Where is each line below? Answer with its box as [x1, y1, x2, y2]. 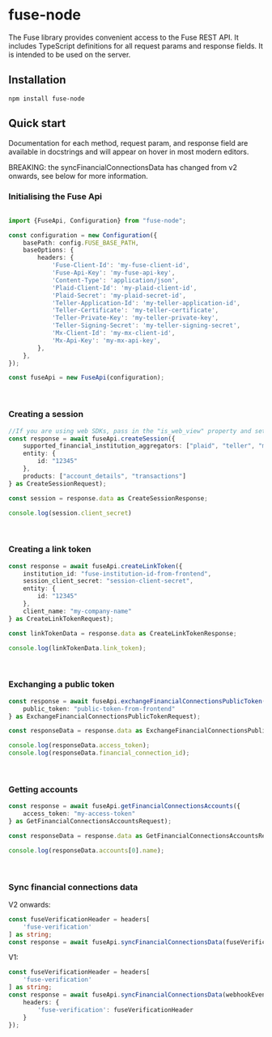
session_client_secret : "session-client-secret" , [23, 577, 194, 585]
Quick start [8, 117, 66, 130]
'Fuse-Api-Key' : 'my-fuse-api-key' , [51, 269, 176, 277]
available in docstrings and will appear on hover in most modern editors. [8, 147, 249, 156]
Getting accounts [8, 784, 79, 795]
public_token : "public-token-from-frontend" [23, 704, 176, 713]
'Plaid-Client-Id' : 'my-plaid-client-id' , [51, 283, 198, 292]
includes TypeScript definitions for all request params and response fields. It [8, 40, 263, 50]
